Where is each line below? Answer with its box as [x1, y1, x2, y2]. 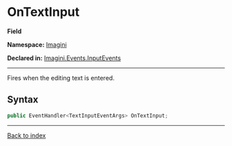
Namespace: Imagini [7, 40, 67, 48]
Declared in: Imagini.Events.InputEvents [7, 53, 122, 62]
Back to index [7, 131, 46, 139]
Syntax [7, 94, 39, 106]
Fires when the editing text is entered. [7, 73, 115, 82]
